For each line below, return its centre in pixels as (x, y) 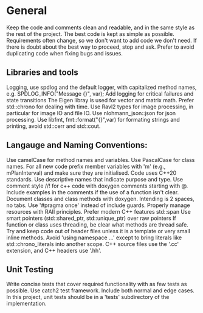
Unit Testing (30, 269)
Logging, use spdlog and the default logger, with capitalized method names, (101, 87)
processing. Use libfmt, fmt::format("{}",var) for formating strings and (93, 119)
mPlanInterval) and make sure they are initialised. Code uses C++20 (91, 173)
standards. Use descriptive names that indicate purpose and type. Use (95, 179)
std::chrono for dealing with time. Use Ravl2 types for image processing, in (100, 107)
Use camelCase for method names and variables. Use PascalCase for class (101, 160)
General (27, 11)
